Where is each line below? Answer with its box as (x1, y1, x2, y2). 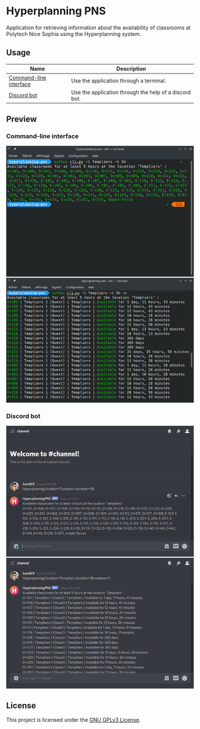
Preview (6, 114, 37, 124)
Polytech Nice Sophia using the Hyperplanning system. (6, 30, 142, 37)
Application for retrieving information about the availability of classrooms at (6, 24, 191, 31)
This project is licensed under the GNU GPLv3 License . (6, 716, 141, 723)
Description (116, 65, 146, 72)
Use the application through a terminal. (71, 77, 167, 84)
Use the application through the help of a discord (71, 89, 191, 96)
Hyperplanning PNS (6, 4, 106, 18)
